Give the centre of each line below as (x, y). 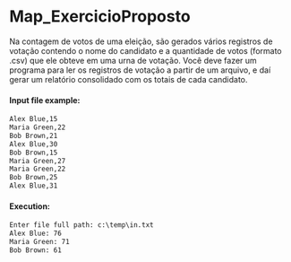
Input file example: (45, 100)
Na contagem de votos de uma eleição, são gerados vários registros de (141, 41)
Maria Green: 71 (39, 241)
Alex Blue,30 (34, 144)
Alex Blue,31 (34, 186)
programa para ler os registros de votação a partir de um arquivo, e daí (140, 70)
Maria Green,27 (38, 161)
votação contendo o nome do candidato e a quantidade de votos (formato (145, 50)
